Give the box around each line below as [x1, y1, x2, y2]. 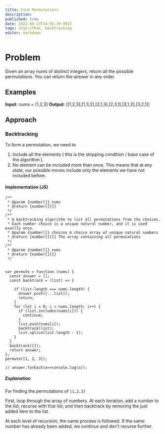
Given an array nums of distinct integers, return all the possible [5, 68, 134, 74]
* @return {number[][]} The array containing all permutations [7, 234, 141, 239]
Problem [5, 52, 41, 63]
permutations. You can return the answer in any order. [5, 73, 115, 80]
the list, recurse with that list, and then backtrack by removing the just [5, 403, 148, 409]
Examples [5, 88, 36, 97]
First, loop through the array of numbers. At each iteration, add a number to [5, 398, 160, 404]
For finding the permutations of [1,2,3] [5, 388, 86, 394]
